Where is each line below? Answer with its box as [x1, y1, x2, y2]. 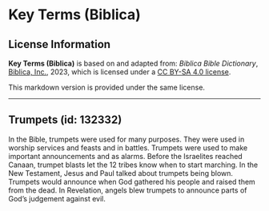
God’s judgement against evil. [8, 193, 106, 203]
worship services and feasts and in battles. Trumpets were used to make [8, 142, 248, 153]
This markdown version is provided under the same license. [8, 82, 206, 92]
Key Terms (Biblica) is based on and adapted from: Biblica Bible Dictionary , [8, 58, 259, 68]
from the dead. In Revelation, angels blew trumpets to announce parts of [8, 185, 247, 195]
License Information [8, 38, 110, 51]
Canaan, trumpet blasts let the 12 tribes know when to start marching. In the [8, 160, 259, 169]
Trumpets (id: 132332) [8, 113, 122, 127]
